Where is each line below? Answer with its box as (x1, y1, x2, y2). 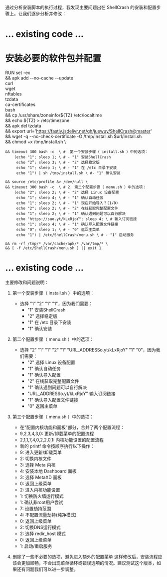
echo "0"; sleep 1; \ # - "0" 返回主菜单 (16, 227, 100, 232)
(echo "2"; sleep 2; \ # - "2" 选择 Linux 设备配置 (14, 190, 119, 195)
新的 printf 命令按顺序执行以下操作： (19, 443, 95, 449)
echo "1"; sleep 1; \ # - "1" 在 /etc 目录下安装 (16, 165, 117, 170)
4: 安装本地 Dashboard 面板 (19, 468, 77, 474)
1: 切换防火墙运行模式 (19, 493, 64, 499)
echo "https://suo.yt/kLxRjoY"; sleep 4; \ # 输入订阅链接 (16, 216, 137, 221)
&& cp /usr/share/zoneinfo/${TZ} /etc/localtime (5, 112, 102, 118)
